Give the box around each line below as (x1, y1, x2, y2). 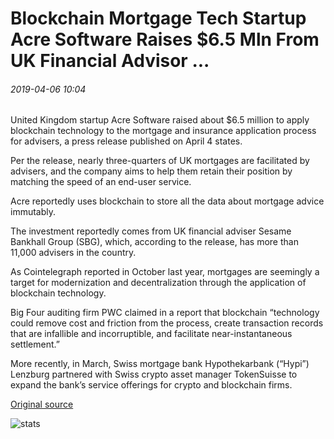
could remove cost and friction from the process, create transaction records (10, 317, 324, 329)
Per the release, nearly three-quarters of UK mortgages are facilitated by (10, 155, 310, 167)
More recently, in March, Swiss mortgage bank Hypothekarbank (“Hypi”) (10, 358, 310, 370)
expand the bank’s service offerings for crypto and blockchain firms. (10, 379, 293, 391)
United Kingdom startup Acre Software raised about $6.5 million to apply (10, 114, 310, 126)
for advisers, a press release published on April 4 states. (10, 135, 243, 147)
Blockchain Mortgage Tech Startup (10, 7, 307, 30)
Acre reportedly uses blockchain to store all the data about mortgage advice (10, 195, 325, 207)
